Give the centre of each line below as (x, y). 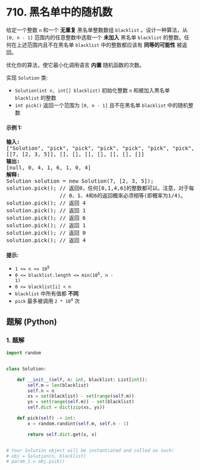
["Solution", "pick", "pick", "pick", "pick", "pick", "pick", (100, 149)
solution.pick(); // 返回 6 (46, 218)
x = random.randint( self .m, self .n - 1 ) (78, 423)
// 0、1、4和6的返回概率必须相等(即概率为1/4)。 (123, 196)
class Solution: (26, 369)
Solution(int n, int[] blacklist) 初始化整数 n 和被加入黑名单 (92, 90)
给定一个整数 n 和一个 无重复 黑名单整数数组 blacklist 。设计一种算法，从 (97, 30)
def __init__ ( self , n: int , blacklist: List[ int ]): (82, 379)
